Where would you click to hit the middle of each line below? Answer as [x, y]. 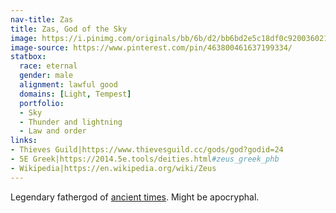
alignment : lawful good [68, 85]
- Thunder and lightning [71, 122]
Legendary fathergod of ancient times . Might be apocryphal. [135, 197]
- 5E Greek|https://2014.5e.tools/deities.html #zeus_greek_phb [145, 159]
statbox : [28, 57]
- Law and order [53, 131]
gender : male [46, 76]
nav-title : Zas [42, 19]
